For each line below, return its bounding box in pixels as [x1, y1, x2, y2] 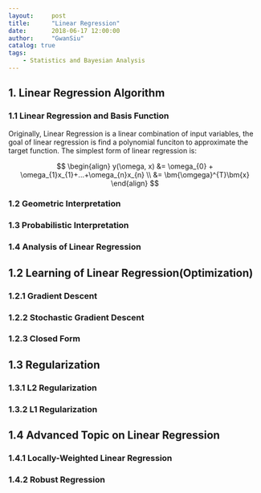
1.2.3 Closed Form [8, 333, 80, 344]
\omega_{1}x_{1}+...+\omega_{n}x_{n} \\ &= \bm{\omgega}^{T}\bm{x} [19, 169, 251, 179]
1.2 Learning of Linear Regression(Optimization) [8, 266, 254, 279]
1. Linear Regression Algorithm [8, 86, 165, 100]
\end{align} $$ [111, 178, 159, 188]
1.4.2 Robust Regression [8, 474, 106, 485]
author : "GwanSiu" [8, 34, 84, 43]
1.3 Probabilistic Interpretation [8, 220, 129, 231]
